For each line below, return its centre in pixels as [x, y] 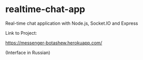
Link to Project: [21, 33]
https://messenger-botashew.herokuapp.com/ [54, 43]
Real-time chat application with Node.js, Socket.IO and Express [72, 23]
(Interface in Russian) [28, 52]
